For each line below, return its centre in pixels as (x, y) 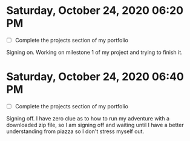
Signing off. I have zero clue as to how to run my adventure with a (88, 118)
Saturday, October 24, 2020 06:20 (95, 11)
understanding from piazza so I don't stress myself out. (75, 131)
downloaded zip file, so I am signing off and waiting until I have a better (95, 125)
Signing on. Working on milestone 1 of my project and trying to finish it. (94, 52)
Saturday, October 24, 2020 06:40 (95, 77)
